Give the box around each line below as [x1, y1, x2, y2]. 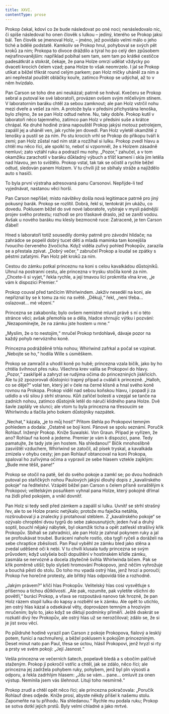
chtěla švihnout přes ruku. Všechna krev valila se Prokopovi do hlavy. [5, 366, 148, 372]
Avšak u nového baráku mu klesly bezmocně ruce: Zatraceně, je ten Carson [5, 216, 162, 222]
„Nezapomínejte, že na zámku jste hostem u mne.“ [5, 320, 110, 326]
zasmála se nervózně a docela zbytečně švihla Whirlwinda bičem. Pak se [5, 556, 157, 562]
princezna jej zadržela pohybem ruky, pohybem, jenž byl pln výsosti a [5, 666, 150, 673]
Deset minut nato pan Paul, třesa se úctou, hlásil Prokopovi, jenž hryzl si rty [5, 640, 161, 646]
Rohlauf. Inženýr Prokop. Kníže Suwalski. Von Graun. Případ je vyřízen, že [5, 429, 158, 435]
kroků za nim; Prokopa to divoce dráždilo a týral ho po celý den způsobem [5, 48, 159, 54]
